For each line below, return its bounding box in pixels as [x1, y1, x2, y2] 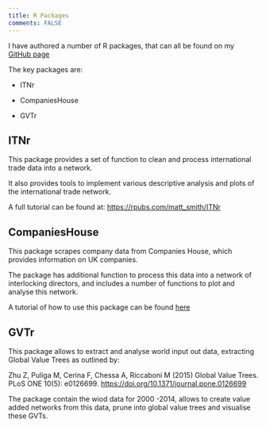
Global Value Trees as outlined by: [8, 355, 121, 364]
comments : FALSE [8, 19, 62, 27]
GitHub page [8, 49, 50, 59]
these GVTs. [8, 410, 48, 421]
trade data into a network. [8, 163, 93, 173]
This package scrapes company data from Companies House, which [8, 247, 233, 256]
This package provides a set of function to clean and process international [8, 155, 252, 164]
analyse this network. [8, 287, 79, 297]
